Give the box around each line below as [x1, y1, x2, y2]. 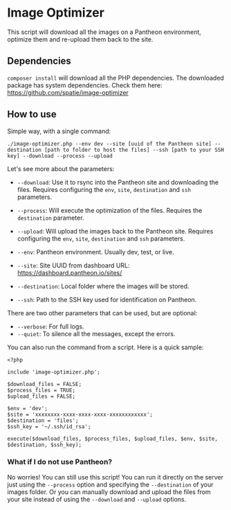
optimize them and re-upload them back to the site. [7, 35, 154, 43]
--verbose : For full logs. [17, 322, 84, 331]
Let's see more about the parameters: [7, 164, 115, 173]
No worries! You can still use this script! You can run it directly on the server [7, 473, 223, 481]
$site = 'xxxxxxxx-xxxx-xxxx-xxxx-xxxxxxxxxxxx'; [7, 411, 154, 418]
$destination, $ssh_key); [7, 441, 82, 448]
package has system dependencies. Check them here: [7, 81, 163, 89]
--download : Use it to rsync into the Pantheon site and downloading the [17, 178, 219, 186]
